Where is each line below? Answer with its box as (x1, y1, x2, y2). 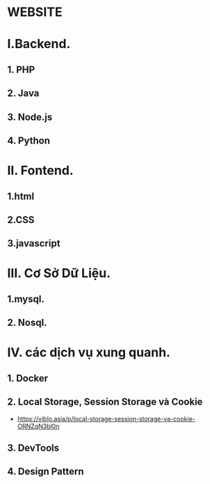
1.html (7, 190, 35, 202)
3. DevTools (7, 442, 60, 454)
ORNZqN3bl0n (17, 422, 60, 430)
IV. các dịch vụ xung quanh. (7, 345, 170, 361)
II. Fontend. (7, 163, 74, 178)
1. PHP (7, 63, 35, 75)
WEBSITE (7, 4, 63, 20)
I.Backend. (7, 36, 71, 52)
